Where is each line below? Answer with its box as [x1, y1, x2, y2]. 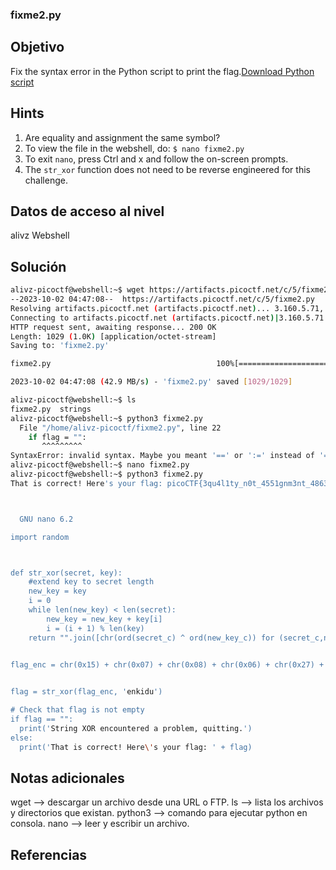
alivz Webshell [10, 229, 70, 242]
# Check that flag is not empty [10, 705, 145, 715]
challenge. [24, 174, 68, 186]
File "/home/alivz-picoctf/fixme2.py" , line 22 [19, 423, 222, 433]
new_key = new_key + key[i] [46, 614, 163, 624]
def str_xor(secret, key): [10, 568, 123, 578]
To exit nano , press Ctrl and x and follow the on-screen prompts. [24, 153, 289, 165]
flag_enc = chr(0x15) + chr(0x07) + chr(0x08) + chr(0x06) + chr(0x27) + [10, 659, 325, 670]
